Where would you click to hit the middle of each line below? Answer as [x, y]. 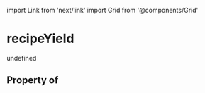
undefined [22, 58]
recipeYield [41, 39]
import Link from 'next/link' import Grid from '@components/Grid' [102, 10]
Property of [33, 80]
